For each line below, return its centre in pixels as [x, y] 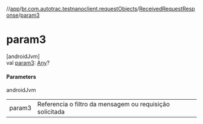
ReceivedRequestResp [167, 9]
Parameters [21, 77]
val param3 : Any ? [28, 62]
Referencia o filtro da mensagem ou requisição [104, 104]
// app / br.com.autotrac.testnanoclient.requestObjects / [73, 9]
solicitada [51, 112]
